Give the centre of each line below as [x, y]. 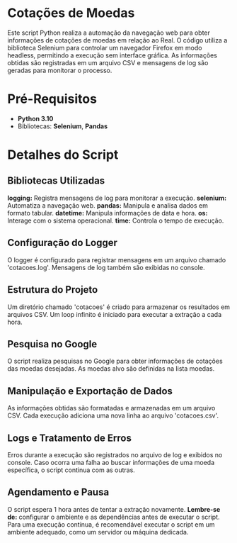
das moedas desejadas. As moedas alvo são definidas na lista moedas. [111, 369]
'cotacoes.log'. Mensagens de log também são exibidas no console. [106, 267]
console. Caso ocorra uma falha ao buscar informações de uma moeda [111, 462]
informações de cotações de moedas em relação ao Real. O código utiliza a [117, 40]
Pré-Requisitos [52, 99]
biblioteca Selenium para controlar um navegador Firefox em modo [105, 47]
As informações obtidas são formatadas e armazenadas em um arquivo [111, 408]
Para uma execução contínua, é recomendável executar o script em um [111, 524]
